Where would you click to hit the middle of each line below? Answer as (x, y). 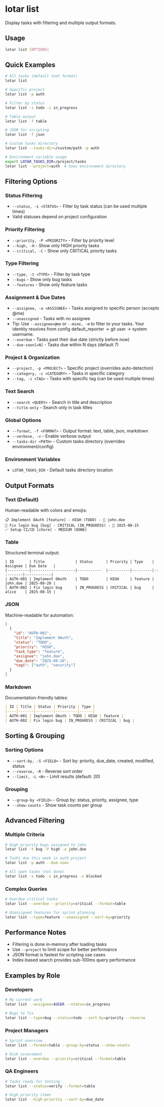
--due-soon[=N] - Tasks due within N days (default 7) (65, 345)
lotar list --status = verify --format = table (50, 1086)
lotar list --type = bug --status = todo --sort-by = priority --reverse (75, 1018)
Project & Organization (33, 358)
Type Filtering (22, 263)
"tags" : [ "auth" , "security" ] (45, 665)
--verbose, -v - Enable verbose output (52, 436)
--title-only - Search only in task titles (52, 407)
